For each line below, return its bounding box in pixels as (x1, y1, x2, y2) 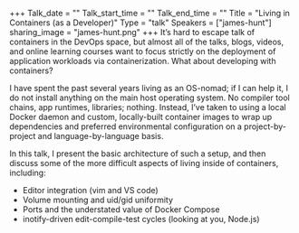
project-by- (244, 121, 287, 132)
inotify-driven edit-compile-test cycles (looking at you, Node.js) (22, 214, 260, 224)
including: (9, 167, 47, 178)
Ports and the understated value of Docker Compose (22, 204, 220, 215)
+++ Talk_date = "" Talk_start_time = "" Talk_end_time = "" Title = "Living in (9, 8, 290, 18)
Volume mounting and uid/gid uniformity (22, 194, 174, 205)
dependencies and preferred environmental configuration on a (9, 121, 243, 132)
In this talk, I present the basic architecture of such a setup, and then (9, 148, 266, 159)
